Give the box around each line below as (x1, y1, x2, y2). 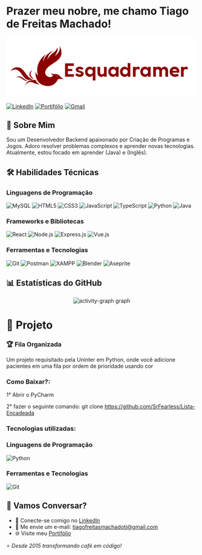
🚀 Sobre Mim (6, 120, 56, 130)
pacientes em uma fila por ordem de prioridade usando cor (6, 362, 154, 370)
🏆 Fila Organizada (6, 340, 62, 348)
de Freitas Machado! (6, 17, 112, 31)
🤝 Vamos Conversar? (6, 501, 87, 511)
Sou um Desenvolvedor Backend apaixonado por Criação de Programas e (6, 136, 191, 143)
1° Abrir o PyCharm (6, 391, 54, 399)
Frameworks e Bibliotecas (6, 217, 84, 226)
